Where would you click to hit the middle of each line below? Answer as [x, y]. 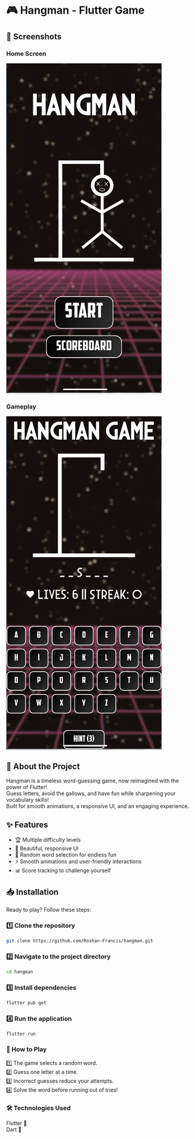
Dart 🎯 [14, 1129]
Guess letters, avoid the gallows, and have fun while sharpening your [91, 793]
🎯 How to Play [27, 1049]
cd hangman [20, 972]
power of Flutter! [27, 787]
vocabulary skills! [28, 800]
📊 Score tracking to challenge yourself [63, 870]
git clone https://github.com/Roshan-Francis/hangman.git [80, 941]
